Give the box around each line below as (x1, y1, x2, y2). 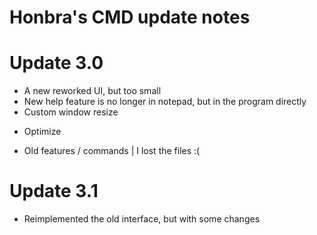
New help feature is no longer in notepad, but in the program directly (23, 96, 307, 108)
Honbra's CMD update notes (9, 6, 251, 29)
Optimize (23, 126, 62, 138)
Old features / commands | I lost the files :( (23, 145, 201, 157)
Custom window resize (23, 106, 119, 118)
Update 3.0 (9, 52, 104, 75)
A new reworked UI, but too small (23, 85, 162, 97)
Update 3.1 (9, 180, 99, 203)
